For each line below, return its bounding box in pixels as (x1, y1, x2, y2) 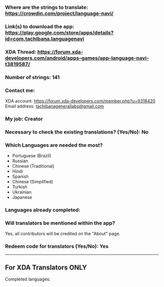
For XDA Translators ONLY (5, 264, 87, 272)
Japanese (12, 195, 33, 200)
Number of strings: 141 (5, 74, 60, 81)
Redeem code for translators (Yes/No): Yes (5, 243, 109, 250)
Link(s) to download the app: (5, 23, 75, 30)
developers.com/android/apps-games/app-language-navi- (5, 54, 149, 61)
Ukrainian (12, 189, 32, 195)
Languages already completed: (5, 207, 81, 214)
